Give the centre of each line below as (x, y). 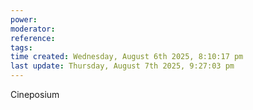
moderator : (33, 29)
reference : (33, 38)
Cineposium (35, 94)
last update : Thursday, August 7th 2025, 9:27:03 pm (122, 66)
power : (24, 19)
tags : (21, 47)
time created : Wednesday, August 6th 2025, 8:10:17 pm (127, 57)
